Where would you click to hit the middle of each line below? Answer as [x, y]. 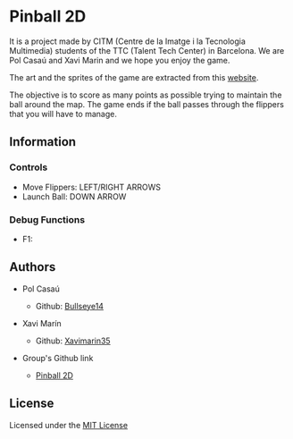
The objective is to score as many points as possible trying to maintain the [146, 95]
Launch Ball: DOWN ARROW [74, 196]
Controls [29, 167]
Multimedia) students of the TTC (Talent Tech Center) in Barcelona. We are [147, 50]
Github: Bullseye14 [70, 306]
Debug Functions [47, 219]
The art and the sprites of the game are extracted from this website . [134, 77]
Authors [33, 267]
